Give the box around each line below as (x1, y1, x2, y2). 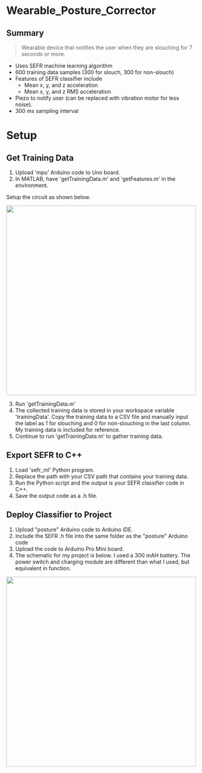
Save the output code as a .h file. (15, 492, 98, 499)
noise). (15, 101, 33, 108)
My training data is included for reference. (15, 426, 121, 433)
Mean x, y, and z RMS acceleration (24, 88, 111, 95)
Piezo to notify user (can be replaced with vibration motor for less (15, 95, 180, 101)
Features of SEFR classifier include (15, 75, 103, 82)
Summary (6, 28, 44, 38)
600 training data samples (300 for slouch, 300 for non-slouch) (15, 69, 174, 76)
